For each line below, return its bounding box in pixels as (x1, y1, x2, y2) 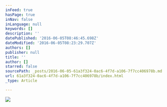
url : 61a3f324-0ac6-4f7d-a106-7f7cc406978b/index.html (5, 74, 124, 79)
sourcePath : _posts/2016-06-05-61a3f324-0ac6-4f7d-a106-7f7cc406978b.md (5, 69, 162, 74)
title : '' (5, 54, 26, 60)
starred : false (5, 64, 38, 69)
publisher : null (5, 50, 40, 55)
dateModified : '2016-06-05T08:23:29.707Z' (5, 41, 96, 46)
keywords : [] (5, 26, 33, 31)
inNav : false (5, 17, 33, 22)
